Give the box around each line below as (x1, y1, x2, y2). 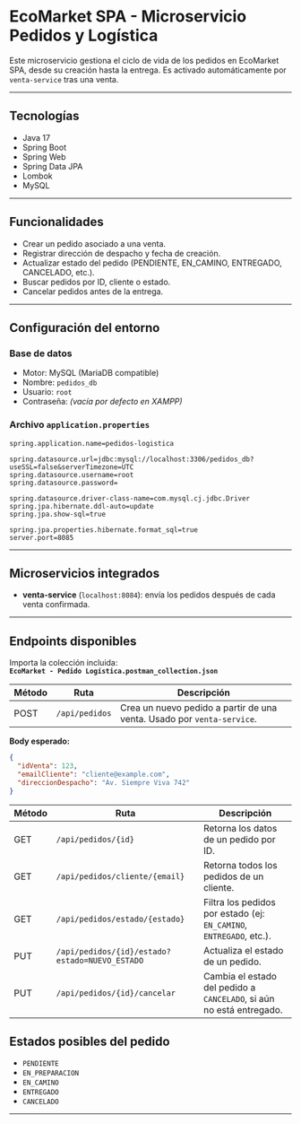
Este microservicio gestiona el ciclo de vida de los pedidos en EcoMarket (9, 55, 279, 65)
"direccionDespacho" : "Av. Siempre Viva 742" (17, 778, 191, 787)
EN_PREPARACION (21, 1069, 80, 1078)
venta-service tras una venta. (9, 74, 119, 84)
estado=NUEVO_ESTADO (56, 955, 144, 965)
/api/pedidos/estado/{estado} (56, 913, 185, 924)
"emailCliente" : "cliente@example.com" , (17, 770, 170, 779)
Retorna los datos (202, 822, 278, 834)
